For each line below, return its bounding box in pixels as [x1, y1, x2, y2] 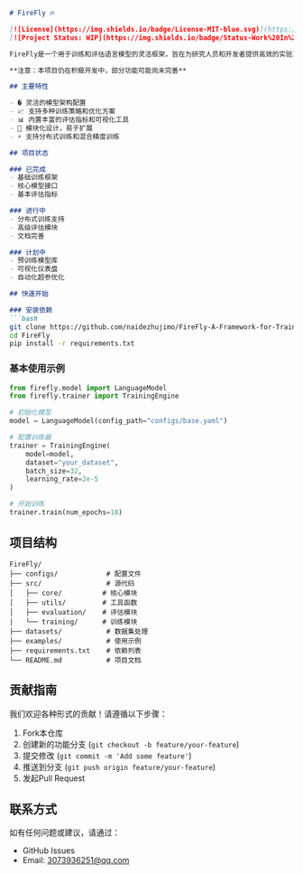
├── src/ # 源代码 [9, 578, 135, 587]
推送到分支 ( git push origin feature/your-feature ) [22, 761, 216, 772]
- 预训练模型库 [9, 256, 59, 266]
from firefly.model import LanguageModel [9, 383, 168, 392]
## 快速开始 [9, 289, 50, 298]
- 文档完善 [9, 231, 45, 240]
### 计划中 [9, 248, 47, 257]
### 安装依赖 [9, 305, 53, 315]
